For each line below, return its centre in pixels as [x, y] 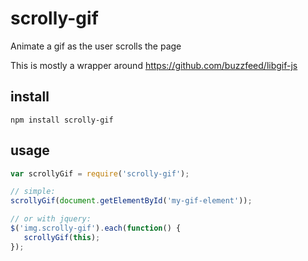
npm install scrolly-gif [62, 120]
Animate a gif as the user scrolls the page [96, 46]
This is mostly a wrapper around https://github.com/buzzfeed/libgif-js [154, 65]
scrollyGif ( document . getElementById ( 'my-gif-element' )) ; [131, 201]
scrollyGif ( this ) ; [62, 237]
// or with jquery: [51, 219]
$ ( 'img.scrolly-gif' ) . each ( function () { [96, 228]
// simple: [33, 192]
